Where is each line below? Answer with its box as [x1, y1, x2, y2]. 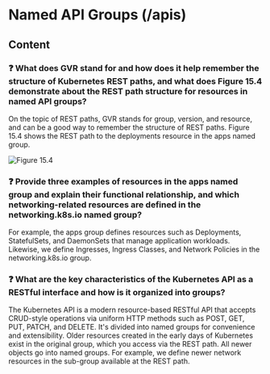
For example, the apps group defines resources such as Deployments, [8, 227, 242, 237]
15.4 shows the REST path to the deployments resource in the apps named [8, 131, 256, 140]
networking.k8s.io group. [8, 253, 92, 263]
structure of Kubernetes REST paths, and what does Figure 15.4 [8, 75, 263, 86]
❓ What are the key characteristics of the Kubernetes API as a [8, 274, 254, 285]
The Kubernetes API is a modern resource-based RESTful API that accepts [8, 305, 256, 315]
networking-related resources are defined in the [8, 199, 201, 210]
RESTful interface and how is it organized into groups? [8, 287, 226, 298]
